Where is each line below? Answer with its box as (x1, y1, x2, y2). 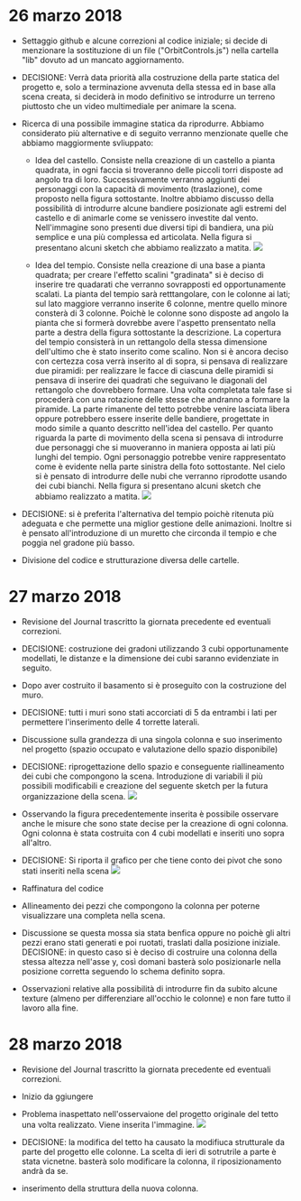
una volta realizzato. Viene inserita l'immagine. (21, 1119, 196, 1130)
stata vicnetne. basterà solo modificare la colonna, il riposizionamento (21, 1156, 282, 1167)
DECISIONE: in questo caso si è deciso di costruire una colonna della (21, 947, 278, 957)
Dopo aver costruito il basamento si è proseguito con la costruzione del (21, 679, 287, 690)
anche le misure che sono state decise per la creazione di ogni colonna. (21, 818, 289, 828)
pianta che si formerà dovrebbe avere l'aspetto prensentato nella (34, 317, 277, 328)
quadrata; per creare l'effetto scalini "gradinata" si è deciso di (34, 269, 264, 280)
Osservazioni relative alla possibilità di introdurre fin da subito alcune (21, 983, 278, 993)
